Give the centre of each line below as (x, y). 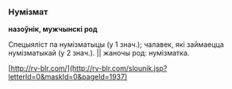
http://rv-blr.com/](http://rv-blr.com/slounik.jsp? (89, 68)
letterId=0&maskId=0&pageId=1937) (68, 77)
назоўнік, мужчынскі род (53, 29)
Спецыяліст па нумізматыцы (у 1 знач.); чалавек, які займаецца (116, 44)
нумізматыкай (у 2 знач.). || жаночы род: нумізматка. (99, 53)
